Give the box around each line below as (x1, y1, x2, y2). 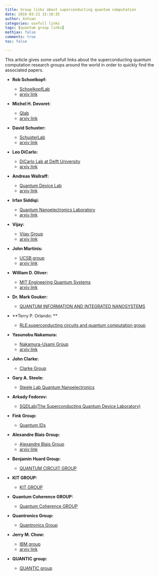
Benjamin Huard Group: (12, 456, 61, 462)
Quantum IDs (19, 422, 46, 428)
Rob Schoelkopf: (12, 76, 47, 82)
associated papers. (5, 67, 44, 73)
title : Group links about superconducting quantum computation (5, 7, 137, 12)
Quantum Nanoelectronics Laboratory (19, 206, 96, 213)
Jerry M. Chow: (12, 532, 45, 537)
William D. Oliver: (12, 269, 48, 275)
